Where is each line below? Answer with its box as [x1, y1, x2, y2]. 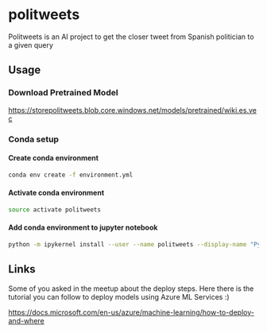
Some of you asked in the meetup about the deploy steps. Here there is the [8, 284, 254, 293]
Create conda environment [8, 153, 99, 163]
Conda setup [8, 134, 60, 145]
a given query [8, 40, 54, 49]
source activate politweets [8, 205, 102, 214]
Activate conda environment [8, 188, 105, 198]
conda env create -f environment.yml [8, 171, 133, 179]
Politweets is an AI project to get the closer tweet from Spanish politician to [8, 32, 254, 41]
